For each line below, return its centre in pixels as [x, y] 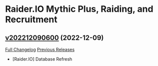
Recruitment [31, 19]
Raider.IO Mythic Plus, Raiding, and [79, 9]
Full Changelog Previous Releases [40, 49]
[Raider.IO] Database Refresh [42, 59]
